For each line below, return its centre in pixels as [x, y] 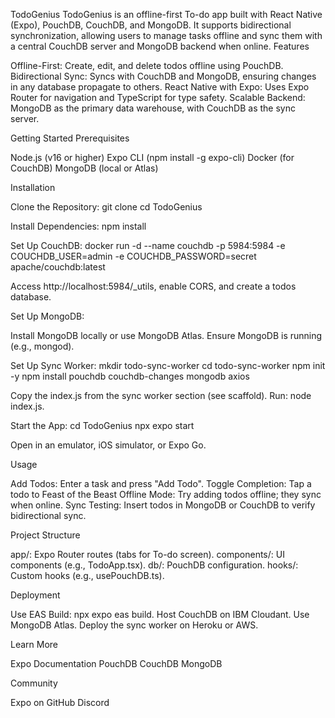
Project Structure [45, 535]
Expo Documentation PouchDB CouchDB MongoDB [116, 663]
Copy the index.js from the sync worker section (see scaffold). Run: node [161, 395]
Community [34, 683]
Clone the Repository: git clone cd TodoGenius [106, 207]
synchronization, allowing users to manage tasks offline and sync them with [166, 35]
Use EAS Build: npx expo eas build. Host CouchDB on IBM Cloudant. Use [160, 614]
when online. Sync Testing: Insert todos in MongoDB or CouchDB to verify [163, 505]
